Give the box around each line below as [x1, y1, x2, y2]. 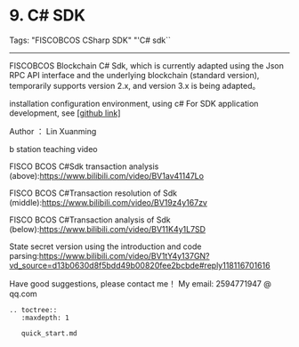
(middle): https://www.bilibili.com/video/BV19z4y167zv [9, 197, 207, 207]
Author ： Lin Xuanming [9, 125, 97, 136]
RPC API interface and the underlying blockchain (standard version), [9, 69, 260, 80]
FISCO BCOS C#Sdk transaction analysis [9, 161, 159, 172]
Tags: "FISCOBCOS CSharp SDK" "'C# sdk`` [9, 35, 172, 45]
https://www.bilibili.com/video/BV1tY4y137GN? [38, 250, 211, 261]
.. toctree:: [9, 305, 58, 314]
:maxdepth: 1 [20, 313, 69, 322]
